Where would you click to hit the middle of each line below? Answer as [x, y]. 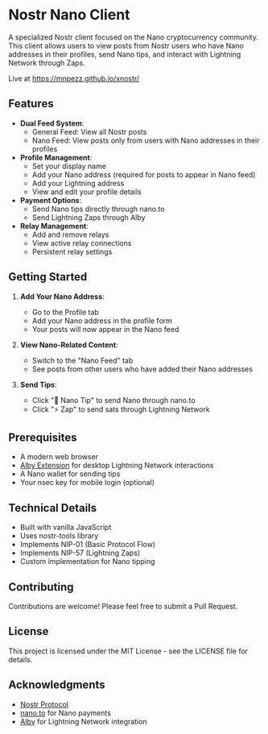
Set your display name [69, 166]
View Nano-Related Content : [69, 345]
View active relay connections [82, 243]
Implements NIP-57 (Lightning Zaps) [80, 553]
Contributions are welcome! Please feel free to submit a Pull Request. [123, 606]
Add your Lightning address [78, 183]
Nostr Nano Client [69, 15]
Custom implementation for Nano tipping [87, 562]
